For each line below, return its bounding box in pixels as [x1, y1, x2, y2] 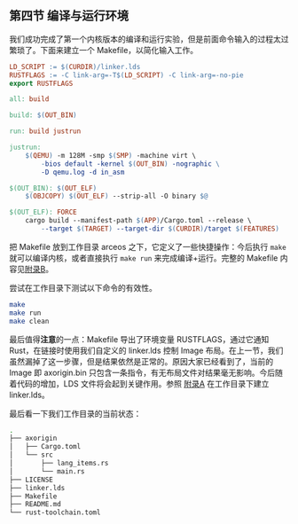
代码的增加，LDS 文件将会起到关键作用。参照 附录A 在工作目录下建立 [16, 378, 270, 388]
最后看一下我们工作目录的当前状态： [9, 408, 142, 418]
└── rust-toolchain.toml [9, 508, 101, 517]
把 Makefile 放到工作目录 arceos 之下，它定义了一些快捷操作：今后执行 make [9, 241, 286, 252]
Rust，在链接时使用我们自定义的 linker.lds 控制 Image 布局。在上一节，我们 [9, 345, 284, 356]
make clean [9, 317, 50, 325]
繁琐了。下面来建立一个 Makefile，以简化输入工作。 [9, 44, 199, 55]
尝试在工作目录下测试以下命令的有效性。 [9, 282, 157, 293]
